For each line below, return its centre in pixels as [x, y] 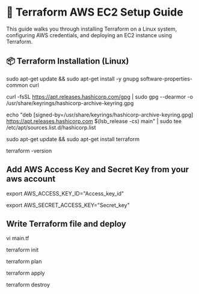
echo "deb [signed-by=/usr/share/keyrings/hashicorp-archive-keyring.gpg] [100, 115]
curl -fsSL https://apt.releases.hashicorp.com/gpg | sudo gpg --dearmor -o [100, 97]
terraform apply [26, 273]
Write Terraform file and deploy [66, 223]
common [17, 85]
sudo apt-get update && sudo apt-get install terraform [73, 139]
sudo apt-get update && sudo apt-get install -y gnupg [73, 79]
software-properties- [167, 79]
